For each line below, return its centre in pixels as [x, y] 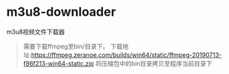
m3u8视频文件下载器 [36, 32]
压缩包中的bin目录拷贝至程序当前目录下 [157, 63]
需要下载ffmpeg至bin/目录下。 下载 [73, 46]
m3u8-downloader [61, 12]
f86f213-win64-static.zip [58, 63]
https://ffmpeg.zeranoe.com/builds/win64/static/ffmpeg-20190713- [126, 55]
